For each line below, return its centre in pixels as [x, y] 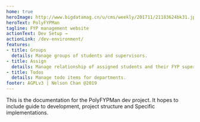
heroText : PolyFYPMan [33, 23]
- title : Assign [26, 61]
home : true [20, 12]
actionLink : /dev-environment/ [45, 39]
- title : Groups [26, 50]
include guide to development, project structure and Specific [81, 106]
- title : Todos [25, 72]
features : [18, 45]
